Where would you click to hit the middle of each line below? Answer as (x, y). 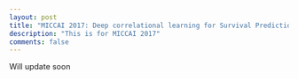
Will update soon (40, 67)
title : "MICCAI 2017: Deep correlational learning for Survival (130, 25)
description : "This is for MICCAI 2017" (85, 33)
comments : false (39, 42)
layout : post (33, 17)
